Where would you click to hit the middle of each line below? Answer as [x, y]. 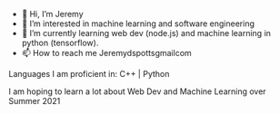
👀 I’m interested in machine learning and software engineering [138, 24]
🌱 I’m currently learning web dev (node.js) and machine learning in [146, 33]
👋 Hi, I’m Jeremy [52, 14]
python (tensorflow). [60, 43]
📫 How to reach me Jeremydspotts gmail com [106, 53]
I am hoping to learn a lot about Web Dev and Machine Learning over [137, 91]
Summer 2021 [35, 101]
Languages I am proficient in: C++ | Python [89, 74]
